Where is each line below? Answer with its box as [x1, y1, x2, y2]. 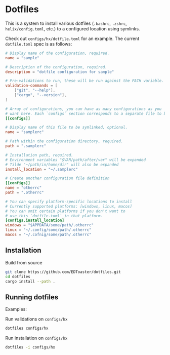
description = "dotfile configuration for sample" [5, 69, 114, 74]
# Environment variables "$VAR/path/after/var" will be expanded [5, 157, 146, 163]
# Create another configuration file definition [5, 176, 110, 181]
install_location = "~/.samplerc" [5, 167, 78, 172]
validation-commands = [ [5, 83, 58, 88]
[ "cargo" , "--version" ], [14, 93, 67, 98]
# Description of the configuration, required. [5, 64, 108, 69]
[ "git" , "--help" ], [14, 88, 56, 93]
